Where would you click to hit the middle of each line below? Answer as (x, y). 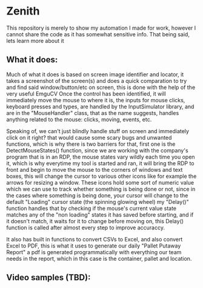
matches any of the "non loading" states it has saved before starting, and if (100, 214)
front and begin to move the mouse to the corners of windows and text (95, 169)
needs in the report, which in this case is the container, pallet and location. (99, 258)
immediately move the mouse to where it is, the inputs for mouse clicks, (96, 100)
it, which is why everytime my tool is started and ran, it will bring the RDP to (100, 163)
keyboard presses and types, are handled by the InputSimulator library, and (100, 106)
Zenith (23, 11)
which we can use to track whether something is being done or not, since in (101, 189)
